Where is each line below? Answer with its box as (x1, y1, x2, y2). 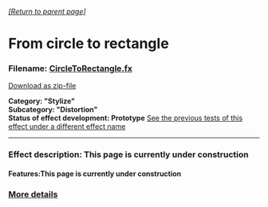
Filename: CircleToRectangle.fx (8, 63, 133, 74)
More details (8, 189, 58, 200)
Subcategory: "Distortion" (8, 105, 98, 115)
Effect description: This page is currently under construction (8, 149, 249, 160)
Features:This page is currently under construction (8, 169, 182, 178)
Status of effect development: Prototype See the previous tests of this (8, 113, 243, 123)
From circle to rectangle (8, 35, 169, 53)
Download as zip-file (8, 81, 77, 91)
